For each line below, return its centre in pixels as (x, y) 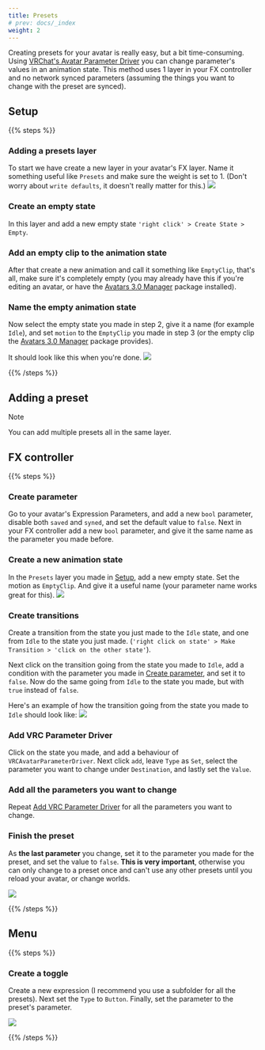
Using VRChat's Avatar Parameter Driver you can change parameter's (122, 61)
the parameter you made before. (61, 539)
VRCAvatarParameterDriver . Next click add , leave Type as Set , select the (123, 761)
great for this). (32, 595)
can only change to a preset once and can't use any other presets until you (131, 870)
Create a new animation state (66, 560)
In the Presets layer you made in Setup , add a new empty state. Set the (124, 577)
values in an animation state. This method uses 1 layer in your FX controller (130, 70)
